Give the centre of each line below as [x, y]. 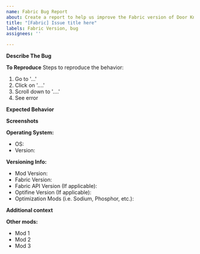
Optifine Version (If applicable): [53, 192]
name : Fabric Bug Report [37, 12]
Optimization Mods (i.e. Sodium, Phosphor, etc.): [74, 199]
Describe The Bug [29, 56]
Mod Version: [31, 174]
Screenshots [22, 121]
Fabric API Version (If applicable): [56, 186]
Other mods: [22, 222]
